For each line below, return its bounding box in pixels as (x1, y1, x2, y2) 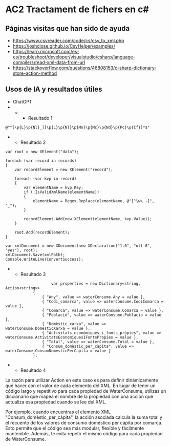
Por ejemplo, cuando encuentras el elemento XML (5, 409, 111, 415)
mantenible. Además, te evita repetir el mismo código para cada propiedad (5, 430, 163, 436)
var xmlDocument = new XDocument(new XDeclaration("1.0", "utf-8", (5, 243, 153, 248)
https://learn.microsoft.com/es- (12, 49, 79, 54)
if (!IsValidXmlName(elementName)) (24, 189, 100, 195)
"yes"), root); (5, 247, 38, 253)
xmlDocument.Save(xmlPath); (5, 252, 66, 257)
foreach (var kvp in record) (14, 176, 77, 181)
